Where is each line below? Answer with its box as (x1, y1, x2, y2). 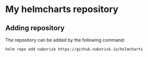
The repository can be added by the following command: (5, 37, 125, 43)
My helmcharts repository (5, 4, 119, 15)
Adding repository (5, 24, 65, 32)
